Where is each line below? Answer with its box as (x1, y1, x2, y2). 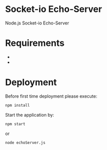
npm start (5, 121, 26, 127)
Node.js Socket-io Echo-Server (5, 20, 69, 26)
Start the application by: (5, 112, 55, 118)
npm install (5, 103, 30, 108)
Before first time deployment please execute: (5, 93, 98, 99)
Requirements (5, 37, 65, 49)
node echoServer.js (5, 140, 46, 145)
